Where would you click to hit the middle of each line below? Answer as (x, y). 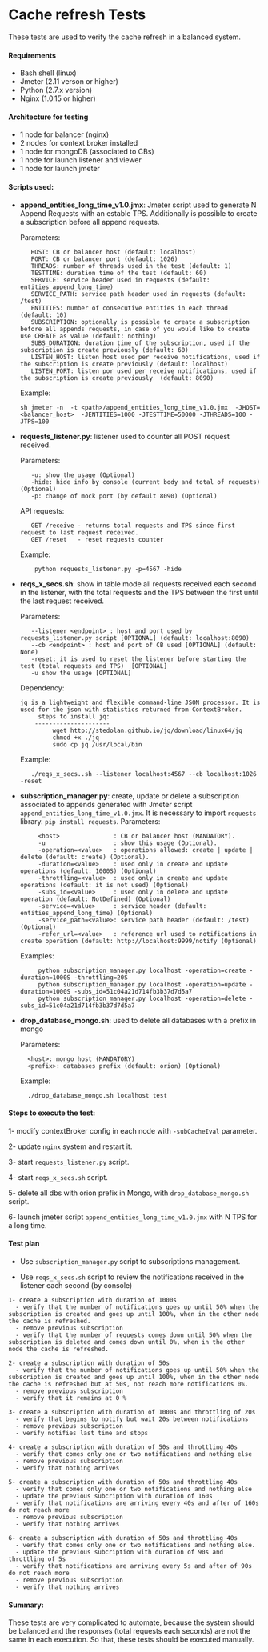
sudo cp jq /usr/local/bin (97, 744)
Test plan (24, 1244)
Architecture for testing (48, 117)
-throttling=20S (101, 978)
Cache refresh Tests (77, 15)
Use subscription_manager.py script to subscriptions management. (130, 1261)
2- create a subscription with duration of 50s (89, 1363)
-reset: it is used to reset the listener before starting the (138, 659)
